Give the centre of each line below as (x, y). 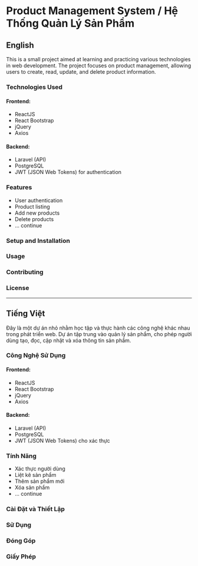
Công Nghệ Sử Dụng (36, 356)
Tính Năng (22, 456)
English (20, 45)
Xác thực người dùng (40, 469)
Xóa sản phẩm (32, 488)
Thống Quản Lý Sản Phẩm (70, 23)
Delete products (34, 219)
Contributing (25, 272)
